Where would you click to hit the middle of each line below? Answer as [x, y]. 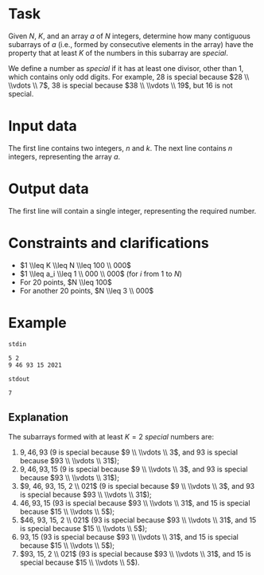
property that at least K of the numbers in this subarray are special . [118, 53]
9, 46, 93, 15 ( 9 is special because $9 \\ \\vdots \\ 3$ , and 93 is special [134, 469]
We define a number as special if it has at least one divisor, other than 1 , [126, 68]
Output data [49, 189]
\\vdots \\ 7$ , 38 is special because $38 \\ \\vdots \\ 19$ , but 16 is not [120, 85]
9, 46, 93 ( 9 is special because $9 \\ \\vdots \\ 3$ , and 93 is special [129, 452]
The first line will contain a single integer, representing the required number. [132, 211]
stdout [19, 379]
